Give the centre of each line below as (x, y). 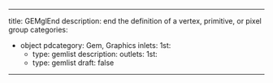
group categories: (38, 30)
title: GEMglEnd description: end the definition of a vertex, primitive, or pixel (135, 21)
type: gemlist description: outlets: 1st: (95, 54)
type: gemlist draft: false (73, 63)
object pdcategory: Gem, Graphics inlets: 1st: (95, 45)
